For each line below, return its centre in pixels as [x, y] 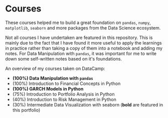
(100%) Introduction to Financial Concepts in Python [66, 83]
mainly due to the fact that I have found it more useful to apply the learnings [83, 42]
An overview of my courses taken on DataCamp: [55, 68]
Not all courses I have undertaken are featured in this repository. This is [79, 37]
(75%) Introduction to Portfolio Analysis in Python [63, 94]
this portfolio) [26, 110]
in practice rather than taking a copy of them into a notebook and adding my [84, 48]
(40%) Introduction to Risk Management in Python [64, 99]
